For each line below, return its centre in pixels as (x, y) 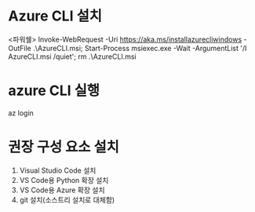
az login (21, 113)
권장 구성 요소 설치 (64, 147)
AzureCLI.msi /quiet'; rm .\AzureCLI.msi (72, 57)
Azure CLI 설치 (55, 16)
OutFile (20, 48)
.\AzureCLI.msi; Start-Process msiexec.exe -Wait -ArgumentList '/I (140, 48)
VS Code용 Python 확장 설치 (64, 180)
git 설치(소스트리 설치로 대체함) (67, 199)
